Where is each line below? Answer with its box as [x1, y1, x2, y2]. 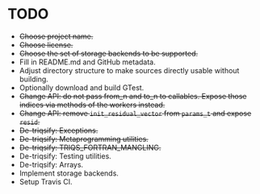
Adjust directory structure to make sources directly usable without [19, 65, 240, 75]
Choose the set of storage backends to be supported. [19, 48, 199, 58]
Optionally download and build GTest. [19, 82, 145, 93]
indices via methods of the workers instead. [19, 100, 166, 109]
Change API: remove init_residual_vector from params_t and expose [19, 108, 252, 118]
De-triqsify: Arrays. [19, 159, 84, 169]
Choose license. [19, 39, 73, 49]
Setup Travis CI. [19, 176, 73, 186]
